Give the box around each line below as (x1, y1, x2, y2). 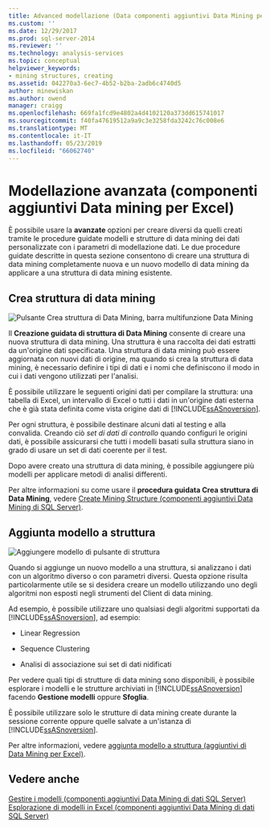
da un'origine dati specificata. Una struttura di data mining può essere (8, 346, 240, 356)
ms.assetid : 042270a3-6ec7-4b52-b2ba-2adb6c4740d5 (8, 79, 182, 87)
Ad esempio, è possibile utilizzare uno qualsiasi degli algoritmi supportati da (8, 604, 260, 614)
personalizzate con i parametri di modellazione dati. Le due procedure (8, 243, 241, 252)
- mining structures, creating (8, 72, 113, 80)
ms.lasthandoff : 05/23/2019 (8, 139, 103, 148)
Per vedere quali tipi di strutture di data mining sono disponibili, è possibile (8, 675, 255, 684)
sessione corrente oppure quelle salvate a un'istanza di (8, 716, 191, 726)
